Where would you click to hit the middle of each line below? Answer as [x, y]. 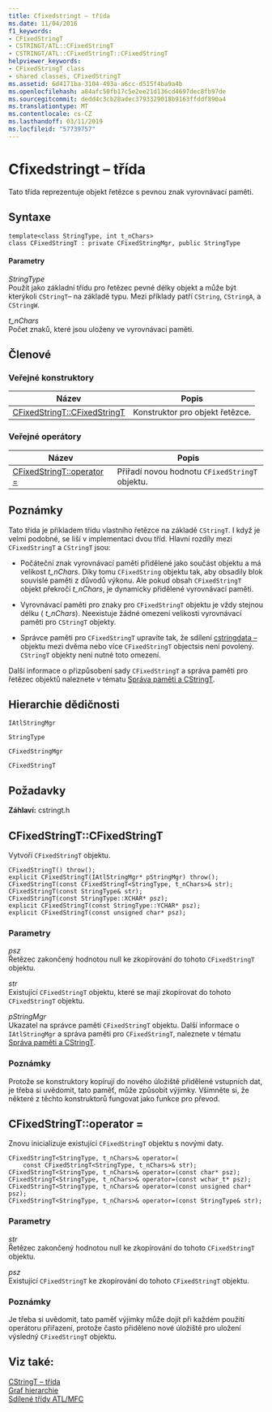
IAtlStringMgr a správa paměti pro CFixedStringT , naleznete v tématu [125, 1034]
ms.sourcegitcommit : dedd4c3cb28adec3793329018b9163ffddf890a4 [117, 99]
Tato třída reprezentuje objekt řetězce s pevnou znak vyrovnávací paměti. [131, 192]
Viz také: [31, 1362]
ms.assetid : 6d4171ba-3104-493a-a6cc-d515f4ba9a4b [96, 84]
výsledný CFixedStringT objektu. [63, 1337]
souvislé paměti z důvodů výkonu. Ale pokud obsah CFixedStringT [131, 580]
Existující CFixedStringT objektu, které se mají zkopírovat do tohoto [120, 992]
